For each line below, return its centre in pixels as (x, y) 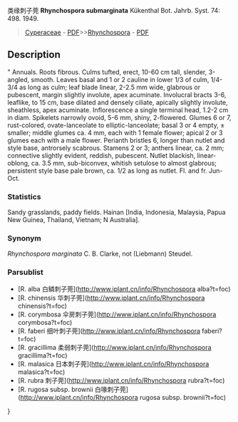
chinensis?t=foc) (42, 306)
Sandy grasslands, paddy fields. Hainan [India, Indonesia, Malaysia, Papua (117, 212)
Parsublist (26, 272)
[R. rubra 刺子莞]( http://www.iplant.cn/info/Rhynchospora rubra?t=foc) (121, 380)
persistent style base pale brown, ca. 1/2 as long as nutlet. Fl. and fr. (108, 171)
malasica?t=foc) (41, 372)
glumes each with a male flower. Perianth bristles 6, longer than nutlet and (116, 140)
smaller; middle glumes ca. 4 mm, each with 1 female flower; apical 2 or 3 (115, 132)
